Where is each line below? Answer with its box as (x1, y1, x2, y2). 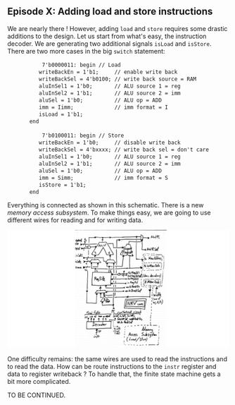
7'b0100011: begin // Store (42, 132, 125, 139)
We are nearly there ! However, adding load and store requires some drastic (7, 24, 228, 32)
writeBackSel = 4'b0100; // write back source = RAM (38, 75, 197, 83)
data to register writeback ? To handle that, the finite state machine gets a (7, 370, 221, 378)
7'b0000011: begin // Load (42, 61, 121, 68)
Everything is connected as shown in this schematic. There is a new (7, 200, 204, 209)
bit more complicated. (7, 377, 71, 385)
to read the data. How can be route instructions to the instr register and (7, 362, 217, 370)
